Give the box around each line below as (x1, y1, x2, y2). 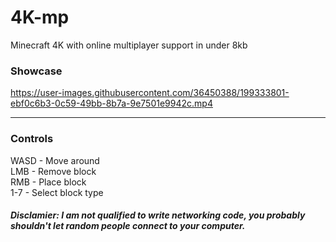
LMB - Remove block (10, 165, 97, 177)
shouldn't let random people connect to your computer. (10, 220, 246, 232)
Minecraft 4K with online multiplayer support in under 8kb (10, 39, 248, 51)
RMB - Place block (10, 176, 87, 188)
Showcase (10, 64, 63, 78)
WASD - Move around (10, 154, 100, 166)
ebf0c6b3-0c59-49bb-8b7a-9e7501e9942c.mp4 (10, 97, 213, 110)
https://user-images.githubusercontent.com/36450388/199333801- (10, 87, 290, 99)
